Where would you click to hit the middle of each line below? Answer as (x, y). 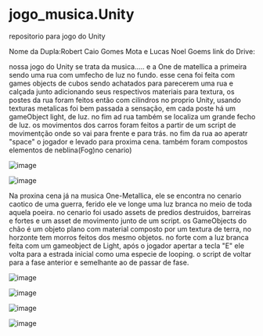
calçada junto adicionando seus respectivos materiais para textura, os (122, 91)
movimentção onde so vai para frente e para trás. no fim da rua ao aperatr (128, 133)
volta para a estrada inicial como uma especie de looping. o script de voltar (130, 254)
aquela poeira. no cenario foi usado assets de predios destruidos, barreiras (130, 212)
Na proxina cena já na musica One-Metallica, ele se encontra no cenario (125, 195)
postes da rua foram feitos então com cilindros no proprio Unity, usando (125, 100)
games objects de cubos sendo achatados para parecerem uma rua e (121, 83)
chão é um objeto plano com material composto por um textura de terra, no (130, 228)
